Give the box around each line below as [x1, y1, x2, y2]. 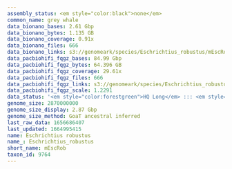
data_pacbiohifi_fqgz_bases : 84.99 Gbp [7, 55, 122, 62]
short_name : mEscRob [7, 145, 67, 152]
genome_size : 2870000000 [7, 100, 79, 107]
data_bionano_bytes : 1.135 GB [7, 29, 95, 37]
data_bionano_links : [7, 49, 67, 56]
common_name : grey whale [7, 17, 79, 23]
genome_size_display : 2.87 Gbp [7, 106, 97, 113]
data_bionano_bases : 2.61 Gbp [7, 23, 95, 30]
